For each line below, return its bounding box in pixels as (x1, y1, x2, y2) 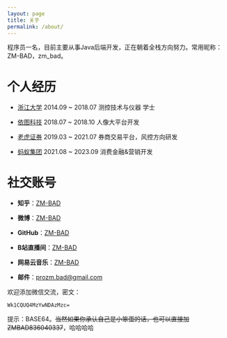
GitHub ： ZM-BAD (17, 229, 70, 237)
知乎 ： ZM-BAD (17, 199, 61, 208)
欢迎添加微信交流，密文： (7, 288, 81, 296)
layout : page (7, 10, 45, 17)
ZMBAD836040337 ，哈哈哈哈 (7, 323, 94, 332)
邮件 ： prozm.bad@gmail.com (17, 273, 103, 282)
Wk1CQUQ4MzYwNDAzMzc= (7, 302, 70, 309)
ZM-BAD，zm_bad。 (7, 52, 68, 60)
